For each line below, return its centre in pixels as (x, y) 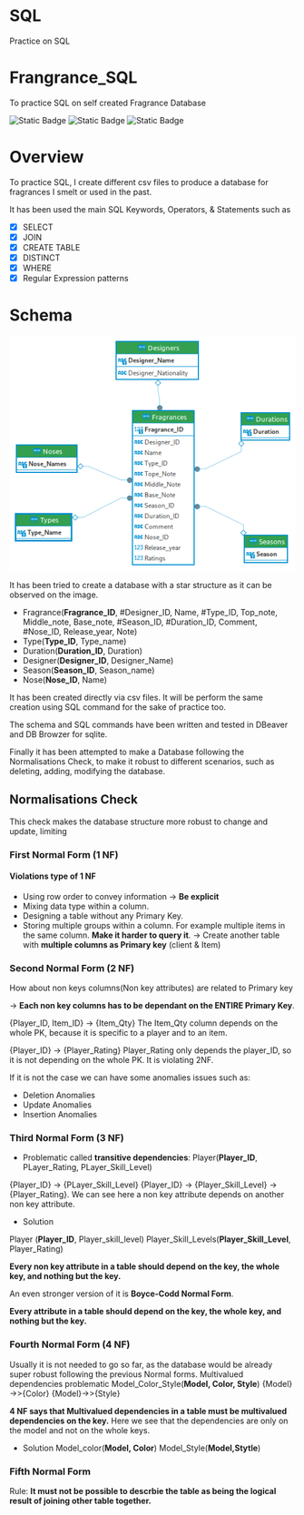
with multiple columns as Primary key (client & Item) (122, 944)
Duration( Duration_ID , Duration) (83, 651)
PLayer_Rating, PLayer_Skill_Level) (87, 1167)
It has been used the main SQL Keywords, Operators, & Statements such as (150, 209)
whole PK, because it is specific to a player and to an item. (119, 1033)
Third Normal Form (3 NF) (67, 1138)
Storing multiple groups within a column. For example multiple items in (154, 925)
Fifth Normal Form (50, 1471)
